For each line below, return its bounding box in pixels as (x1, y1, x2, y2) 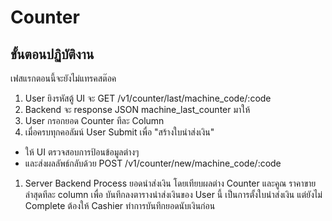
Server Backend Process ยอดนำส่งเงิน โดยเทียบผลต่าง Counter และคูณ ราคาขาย (24, 177, 317, 189)
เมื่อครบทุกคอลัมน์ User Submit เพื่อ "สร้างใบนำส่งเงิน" (24, 126, 215, 138)
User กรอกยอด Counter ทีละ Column (24, 115, 165, 126)
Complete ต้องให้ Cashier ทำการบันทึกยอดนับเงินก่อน (24, 200, 216, 211)
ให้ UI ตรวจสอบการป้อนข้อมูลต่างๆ (24, 146, 140, 158)
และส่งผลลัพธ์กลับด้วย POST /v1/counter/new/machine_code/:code (24, 157, 282, 169)
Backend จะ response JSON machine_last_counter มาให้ (24, 104, 251, 115)
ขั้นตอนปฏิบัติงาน (10, 46, 95, 63)
